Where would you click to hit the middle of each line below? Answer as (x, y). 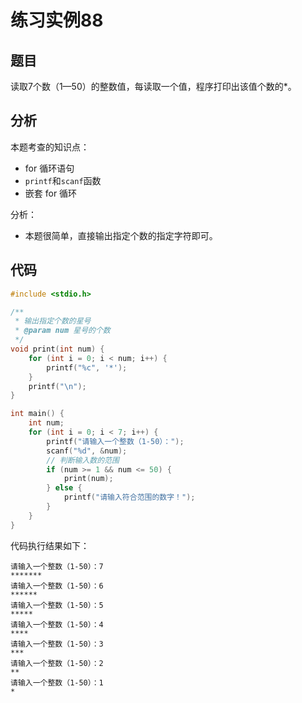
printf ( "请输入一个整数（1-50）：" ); (115, 441)
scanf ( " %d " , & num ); (87, 451)
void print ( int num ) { (57, 349)
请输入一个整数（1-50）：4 (57, 624)
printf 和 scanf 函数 (63, 180)
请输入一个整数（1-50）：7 (57, 566)
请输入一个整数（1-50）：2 (57, 663)
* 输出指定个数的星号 (53, 321)
